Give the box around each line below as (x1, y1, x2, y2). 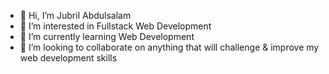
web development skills (19, 52, 118, 64)
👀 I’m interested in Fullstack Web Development (19, 20, 212, 32)
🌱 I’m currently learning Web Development (19, 31, 195, 42)
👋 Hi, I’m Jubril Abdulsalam (19, 10, 132, 21)
